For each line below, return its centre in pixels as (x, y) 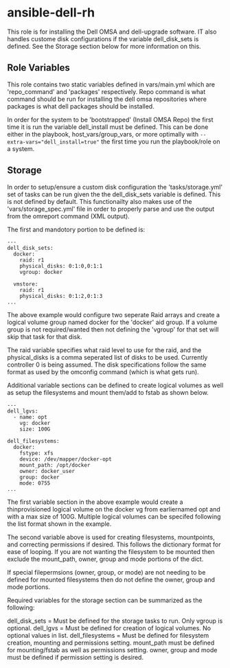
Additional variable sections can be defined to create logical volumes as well (115, 385)
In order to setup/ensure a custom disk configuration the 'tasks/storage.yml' (115, 187)
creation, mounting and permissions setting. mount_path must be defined (111, 643)
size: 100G (35, 429)
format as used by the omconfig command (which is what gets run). (103, 371)
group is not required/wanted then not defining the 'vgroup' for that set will (113, 329)
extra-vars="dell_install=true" (53, 142)
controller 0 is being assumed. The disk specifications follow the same (107, 365)
